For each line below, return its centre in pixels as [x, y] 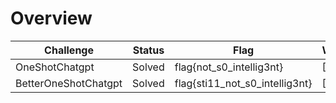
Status [148, 50]
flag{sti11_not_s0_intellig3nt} [243, 83]
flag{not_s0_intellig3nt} [229, 67]
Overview [51, 18]
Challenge [69, 50]
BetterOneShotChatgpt [69, 83]
